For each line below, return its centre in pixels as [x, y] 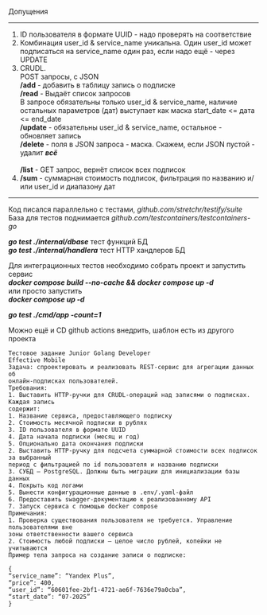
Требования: [28, 388]
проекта [22, 339]
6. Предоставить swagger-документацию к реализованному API [110, 500]
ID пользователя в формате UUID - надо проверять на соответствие [135, 34]
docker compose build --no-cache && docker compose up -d [111, 282]
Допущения [28, 12]
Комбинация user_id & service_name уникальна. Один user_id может [135, 43]
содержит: [25, 409]
